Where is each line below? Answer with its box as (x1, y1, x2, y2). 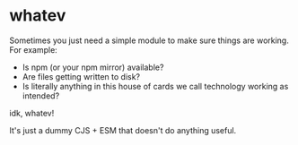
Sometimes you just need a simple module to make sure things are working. (9, 35, 289, 46)
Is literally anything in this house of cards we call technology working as (22, 81, 289, 91)
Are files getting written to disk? (22, 71, 141, 81)
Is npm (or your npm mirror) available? (22, 62, 164, 72)
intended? (22, 90, 60, 101)
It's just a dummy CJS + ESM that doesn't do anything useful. (9, 124, 237, 135)
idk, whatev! (9, 107, 55, 118)
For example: (9, 44, 58, 55)
